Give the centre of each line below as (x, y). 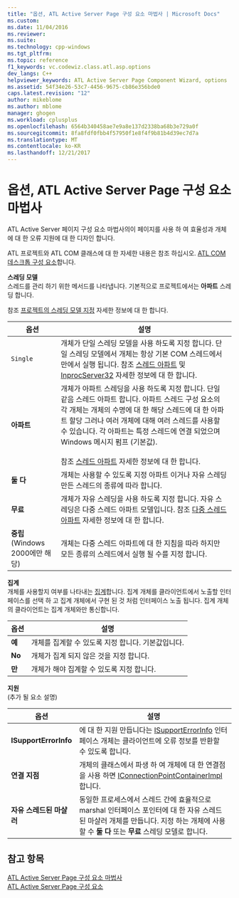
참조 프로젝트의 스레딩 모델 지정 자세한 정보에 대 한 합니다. (88, 310)
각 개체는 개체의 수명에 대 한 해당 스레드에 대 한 (135, 410)
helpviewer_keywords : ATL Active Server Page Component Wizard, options (117, 80)
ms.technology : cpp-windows (49, 47)
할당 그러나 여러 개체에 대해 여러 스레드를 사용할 (145, 421)
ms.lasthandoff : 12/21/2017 (49, 153)
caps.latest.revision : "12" (49, 93)
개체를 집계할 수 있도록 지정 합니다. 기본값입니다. (107, 643)
